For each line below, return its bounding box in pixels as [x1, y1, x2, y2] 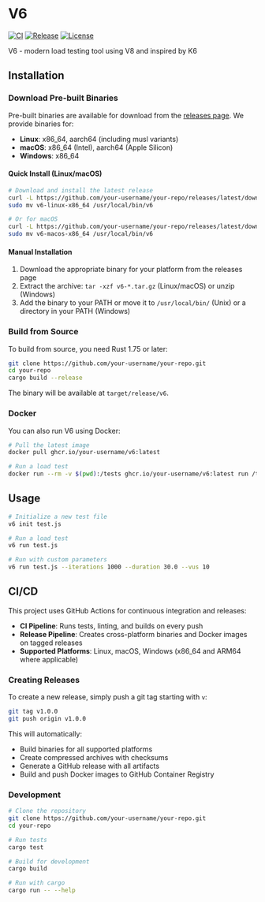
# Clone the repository [8, 807, 87, 815]
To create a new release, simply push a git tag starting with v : [8, 692, 207, 702]
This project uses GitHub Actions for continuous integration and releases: [8, 606, 247, 615]
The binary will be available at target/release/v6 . [8, 388, 170, 398]
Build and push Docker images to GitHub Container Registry [19, 770, 215, 779]
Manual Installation [8, 247, 73, 256]
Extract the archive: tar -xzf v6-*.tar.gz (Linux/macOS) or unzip [19, 281, 235, 291]
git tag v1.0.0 [8, 707, 58, 716]
